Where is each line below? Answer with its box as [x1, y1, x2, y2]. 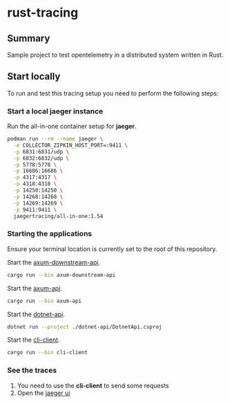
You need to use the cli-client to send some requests [17, 381, 169, 389]
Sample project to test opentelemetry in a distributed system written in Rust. [7, 50, 224, 59]
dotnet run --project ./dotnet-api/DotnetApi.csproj [7, 323, 162, 330]
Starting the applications [7, 229, 92, 239]
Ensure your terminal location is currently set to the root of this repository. [7, 244, 218, 253]
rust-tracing [7, 5, 79, 21]
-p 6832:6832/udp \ [13, 154, 70, 162]
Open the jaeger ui [17, 389, 70, 397]
